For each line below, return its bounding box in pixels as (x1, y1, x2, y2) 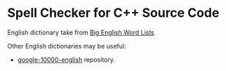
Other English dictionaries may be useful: (7, 41, 126, 50)
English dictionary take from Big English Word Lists (7, 28, 154, 37)
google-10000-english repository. (17, 55, 116, 64)
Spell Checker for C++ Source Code (7, 5, 220, 21)
